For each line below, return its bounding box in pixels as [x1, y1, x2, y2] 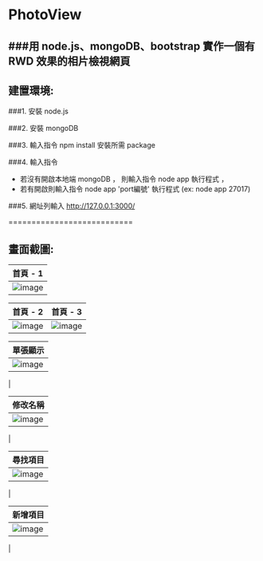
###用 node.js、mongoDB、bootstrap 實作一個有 [8, 39, 255, 53]
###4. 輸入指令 [8, 157, 58, 167]
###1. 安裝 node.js [8, 106, 69, 117]
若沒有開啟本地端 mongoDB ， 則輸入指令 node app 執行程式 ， [19, 174, 229, 184]
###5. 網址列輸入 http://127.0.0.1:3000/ [8, 201, 135, 211]
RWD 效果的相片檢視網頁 [8, 54, 131, 68]
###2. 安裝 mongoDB [8, 124, 79, 133]
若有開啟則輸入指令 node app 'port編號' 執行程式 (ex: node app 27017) [19, 184, 251, 194]
